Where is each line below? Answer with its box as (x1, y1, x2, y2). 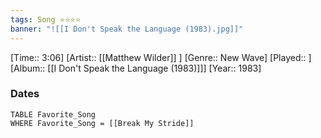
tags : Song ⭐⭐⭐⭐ (10, 14, 82, 25)
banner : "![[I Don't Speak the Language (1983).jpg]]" (10, 24, 244, 34)
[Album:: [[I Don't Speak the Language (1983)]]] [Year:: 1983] (10, 62, 262, 74)
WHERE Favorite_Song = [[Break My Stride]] (10, 118, 195, 128)
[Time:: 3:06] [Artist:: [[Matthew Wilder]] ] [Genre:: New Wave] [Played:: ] (10, 51, 312, 63)
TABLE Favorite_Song (10, 109, 97, 120)
